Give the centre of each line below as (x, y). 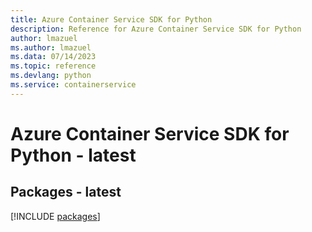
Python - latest (73, 155)
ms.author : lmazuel (51, 47)
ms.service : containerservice (73, 85)
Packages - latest (66, 192)
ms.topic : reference (53, 66)
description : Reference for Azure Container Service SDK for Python (156, 29)
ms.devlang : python (51, 76)
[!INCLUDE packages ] (55, 216)
